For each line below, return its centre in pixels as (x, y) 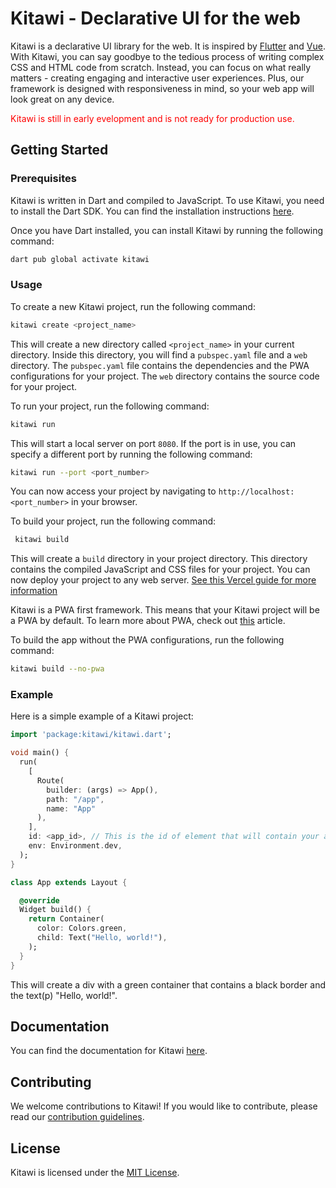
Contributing (51, 1082)
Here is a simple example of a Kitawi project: (102, 716)
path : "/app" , (75, 799)
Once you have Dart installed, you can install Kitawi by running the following (167, 230)
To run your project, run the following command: (110, 406)
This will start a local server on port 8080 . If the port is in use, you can (153, 443)
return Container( (66, 919)
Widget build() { (55, 910)
